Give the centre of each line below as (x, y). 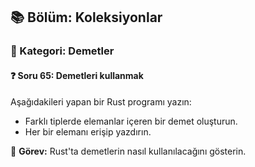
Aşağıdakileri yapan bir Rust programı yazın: (101, 101)
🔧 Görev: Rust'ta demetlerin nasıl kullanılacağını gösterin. (128, 151)
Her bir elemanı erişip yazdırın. (88, 131)
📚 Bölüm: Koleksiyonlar (86, 17)
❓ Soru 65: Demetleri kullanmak (77, 75)
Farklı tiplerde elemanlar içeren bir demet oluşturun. (131, 121)
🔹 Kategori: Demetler (62, 51)
